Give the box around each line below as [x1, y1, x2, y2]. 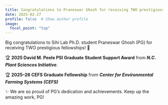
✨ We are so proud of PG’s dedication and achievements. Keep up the [5, 89, 149, 95]
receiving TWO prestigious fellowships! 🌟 [5, 45, 90, 51]
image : [5, 21, 19, 26]
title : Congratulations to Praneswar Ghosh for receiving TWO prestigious [5, 7, 164, 12]
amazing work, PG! [5, 94, 44, 100]
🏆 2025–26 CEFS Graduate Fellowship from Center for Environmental [5, 72, 153, 78]
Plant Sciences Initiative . [5, 62, 58, 68]
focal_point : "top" [9, 26, 50, 31]
